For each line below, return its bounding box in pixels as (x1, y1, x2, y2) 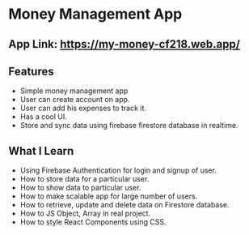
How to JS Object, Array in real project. (19, 208, 151, 219)
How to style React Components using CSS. (19, 217, 167, 227)
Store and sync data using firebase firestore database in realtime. (19, 121, 238, 130)
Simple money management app (19, 86, 129, 96)
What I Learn (8, 143, 74, 158)
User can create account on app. (19, 95, 130, 105)
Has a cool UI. (19, 112, 67, 122)
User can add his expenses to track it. (19, 103, 147, 113)
